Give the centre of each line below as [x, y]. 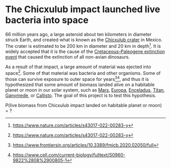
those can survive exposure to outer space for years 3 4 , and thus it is [77, 79]
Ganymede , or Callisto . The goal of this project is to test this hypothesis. [81, 95]
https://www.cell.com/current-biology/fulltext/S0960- [69, 155]
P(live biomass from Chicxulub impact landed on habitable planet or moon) [83, 105]
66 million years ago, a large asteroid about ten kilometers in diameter [78, 34]
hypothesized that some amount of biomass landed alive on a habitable [80, 85]
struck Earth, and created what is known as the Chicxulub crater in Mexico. [84, 40]
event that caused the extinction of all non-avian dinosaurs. [67, 57]
